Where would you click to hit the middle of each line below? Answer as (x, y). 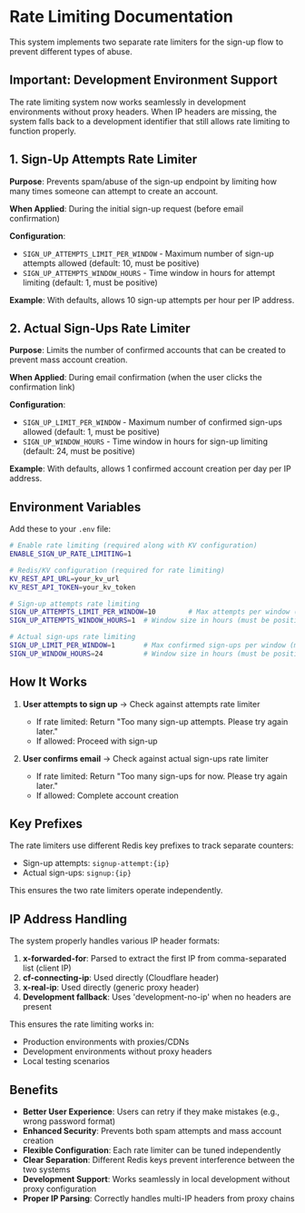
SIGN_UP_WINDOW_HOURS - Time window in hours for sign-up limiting (145, 441)
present (37, 1007)
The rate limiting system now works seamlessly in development (128, 102)
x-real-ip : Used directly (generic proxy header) (111, 988)
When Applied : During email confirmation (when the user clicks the (136, 378)
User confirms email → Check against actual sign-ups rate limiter (146, 758)
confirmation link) (42, 387)
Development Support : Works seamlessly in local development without (156, 1179)
